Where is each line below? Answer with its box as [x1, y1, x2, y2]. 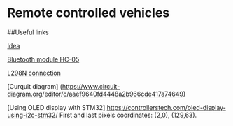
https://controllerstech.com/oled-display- [106, 103, 226, 111]
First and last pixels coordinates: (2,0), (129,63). [59, 111, 197, 119]
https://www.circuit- [62, 82, 120, 90]
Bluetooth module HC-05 [7, 55, 80, 64]
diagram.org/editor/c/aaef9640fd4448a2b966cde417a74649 [7, 90, 184, 98]
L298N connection [7, 69, 62, 77]
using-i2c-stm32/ [7, 111, 58, 119]
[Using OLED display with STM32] [7, 103, 106, 111]
